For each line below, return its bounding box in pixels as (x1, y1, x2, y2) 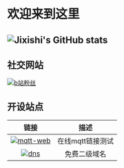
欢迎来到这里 (7, 6, 81, 22)
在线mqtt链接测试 (57, 136, 114, 146)
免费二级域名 (64, 149, 107, 159)
